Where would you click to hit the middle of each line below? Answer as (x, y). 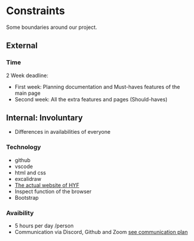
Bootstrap (27, 197)
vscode (24, 166)
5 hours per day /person (44, 226)
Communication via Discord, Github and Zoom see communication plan (101, 232)
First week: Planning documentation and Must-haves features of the (97, 87)
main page (27, 93)
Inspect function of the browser (53, 191)
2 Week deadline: (27, 75)
